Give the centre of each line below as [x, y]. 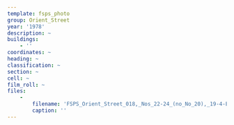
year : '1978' [26, 26]
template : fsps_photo [39, 14]
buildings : [23, 40]
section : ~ [23, 72]
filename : [46, 104]
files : [17, 91]
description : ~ [29, 33]
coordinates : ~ [29, 53]
